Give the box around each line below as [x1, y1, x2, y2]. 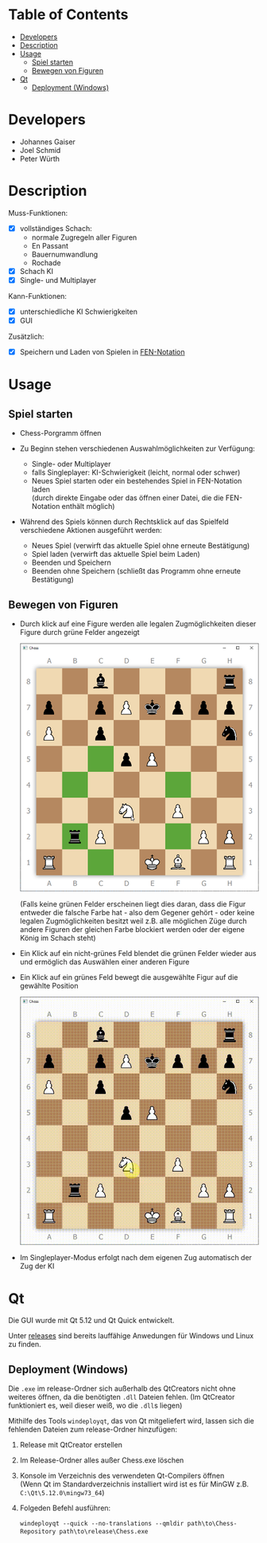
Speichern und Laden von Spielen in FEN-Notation [19, 347, 185, 357]
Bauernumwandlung [31, 249, 99, 259]
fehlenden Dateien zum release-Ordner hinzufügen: [8, 1424, 177, 1435]
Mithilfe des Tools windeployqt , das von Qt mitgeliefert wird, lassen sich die [8, 1416, 254, 1426]
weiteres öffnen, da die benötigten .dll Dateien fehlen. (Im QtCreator [8, 1392, 235, 1402]
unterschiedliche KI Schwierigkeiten [19, 307, 137, 316]
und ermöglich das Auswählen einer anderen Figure [19, 958, 190, 967]
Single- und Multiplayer [19, 275, 97, 284]
